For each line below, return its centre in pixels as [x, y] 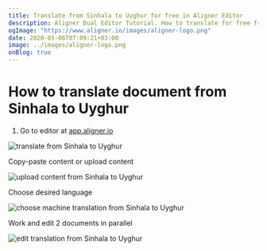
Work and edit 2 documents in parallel [70, 222]
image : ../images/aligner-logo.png [67, 45]
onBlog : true [30, 52]
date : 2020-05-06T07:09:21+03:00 [64, 38]
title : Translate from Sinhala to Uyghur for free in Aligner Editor [126, 15]
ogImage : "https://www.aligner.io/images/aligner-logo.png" [110, 30]
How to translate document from [118, 92]
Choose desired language [50, 192]
